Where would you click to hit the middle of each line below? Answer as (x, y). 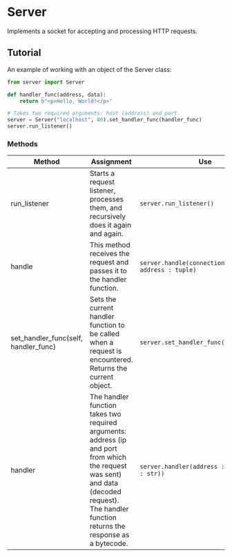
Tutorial (24, 53)
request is (106, 351)
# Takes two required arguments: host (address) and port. (94, 114)
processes (107, 199)
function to (107, 325)
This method (110, 245)
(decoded (106, 492)
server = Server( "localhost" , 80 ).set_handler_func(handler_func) (105, 120)
